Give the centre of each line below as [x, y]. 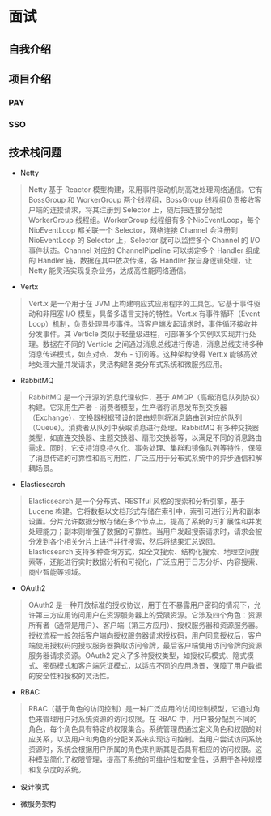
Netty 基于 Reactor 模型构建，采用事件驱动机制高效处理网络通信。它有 [145, 189]
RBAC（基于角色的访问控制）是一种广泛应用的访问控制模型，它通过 [140, 708]
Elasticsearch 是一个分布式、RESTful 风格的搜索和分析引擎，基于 [136, 501]
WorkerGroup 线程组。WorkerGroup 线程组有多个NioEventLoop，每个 [144, 220]
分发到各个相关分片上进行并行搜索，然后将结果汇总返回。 [124, 541]
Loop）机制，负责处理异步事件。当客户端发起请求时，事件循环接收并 [143, 323]
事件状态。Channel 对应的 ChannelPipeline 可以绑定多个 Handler [136, 250]
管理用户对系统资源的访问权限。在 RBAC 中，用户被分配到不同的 [150, 719]
